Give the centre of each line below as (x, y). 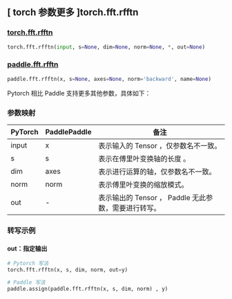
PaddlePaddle (68, 132)
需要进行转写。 (136, 208)
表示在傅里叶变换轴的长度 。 (144, 159)
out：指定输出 (27, 248)
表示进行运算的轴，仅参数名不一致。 (157, 172)
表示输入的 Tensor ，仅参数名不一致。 (160, 146)
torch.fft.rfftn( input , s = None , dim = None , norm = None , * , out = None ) (106, 47)
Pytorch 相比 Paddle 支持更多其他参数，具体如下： (79, 93)
